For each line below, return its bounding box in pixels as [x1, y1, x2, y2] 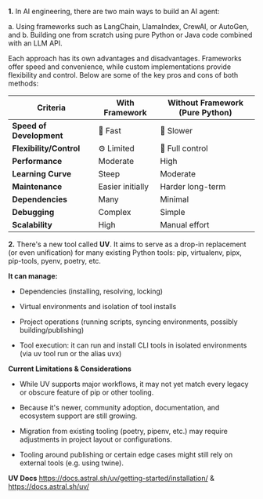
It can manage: [8, 271, 58, 281]
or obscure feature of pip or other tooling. [19, 388, 154, 397]
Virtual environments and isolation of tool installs [19, 302, 177, 311]
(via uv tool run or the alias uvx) [19, 349, 122, 358]
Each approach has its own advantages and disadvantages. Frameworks [8, 54, 242, 63]
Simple [160, 207, 186, 217]
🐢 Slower [160, 126, 193, 136]
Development [12, 130, 63, 140]
